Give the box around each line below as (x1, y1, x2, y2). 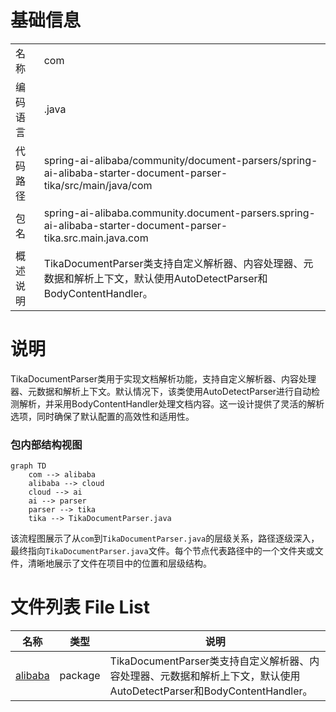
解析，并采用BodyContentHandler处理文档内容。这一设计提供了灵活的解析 (18, 397, 325, 410)
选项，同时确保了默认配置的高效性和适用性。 (10, 410, 195, 422)
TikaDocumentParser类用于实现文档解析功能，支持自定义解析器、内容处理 (10, 372, 317, 385)
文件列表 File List (10, 596, 150, 619)
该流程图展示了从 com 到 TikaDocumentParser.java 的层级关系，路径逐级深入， (10, 532, 320, 545)
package (59, 669, 101, 683)
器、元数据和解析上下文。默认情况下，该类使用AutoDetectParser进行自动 (10, 385, 312, 397)
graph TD (10, 461, 47, 471)
